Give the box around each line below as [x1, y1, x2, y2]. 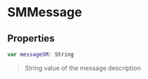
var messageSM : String [7, 51, 74, 58]
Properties [7, 32, 55, 44]
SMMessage [7, 4, 82, 20]
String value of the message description [24, 63, 141, 72]
